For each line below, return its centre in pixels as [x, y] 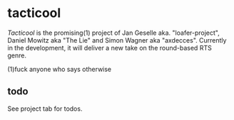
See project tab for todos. [45, 109]
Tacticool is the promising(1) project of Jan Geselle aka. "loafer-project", [113, 33]
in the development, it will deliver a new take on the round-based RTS [110, 48]
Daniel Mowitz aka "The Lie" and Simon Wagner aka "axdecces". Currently [117, 40]
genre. [17, 55]
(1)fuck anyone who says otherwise [60, 69]
